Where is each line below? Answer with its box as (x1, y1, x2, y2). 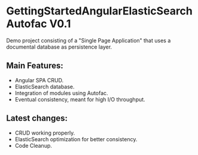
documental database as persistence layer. (6, 43, 112, 50)
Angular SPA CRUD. (14, 76, 64, 84)
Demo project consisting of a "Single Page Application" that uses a (6, 37, 171, 44)
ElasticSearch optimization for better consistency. (14, 135, 138, 142)
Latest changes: (6, 113, 68, 124)
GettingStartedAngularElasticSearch (6, 4, 193, 18)
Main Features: (6, 61, 64, 71)
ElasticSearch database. (14, 83, 75, 90)
